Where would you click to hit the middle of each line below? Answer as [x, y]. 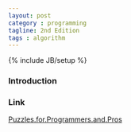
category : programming [48, 23]
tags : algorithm [37, 38]
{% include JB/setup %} [48, 60]
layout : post [30, 16]
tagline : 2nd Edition [44, 30]
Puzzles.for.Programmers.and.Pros [65, 119]
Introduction [33, 81]
